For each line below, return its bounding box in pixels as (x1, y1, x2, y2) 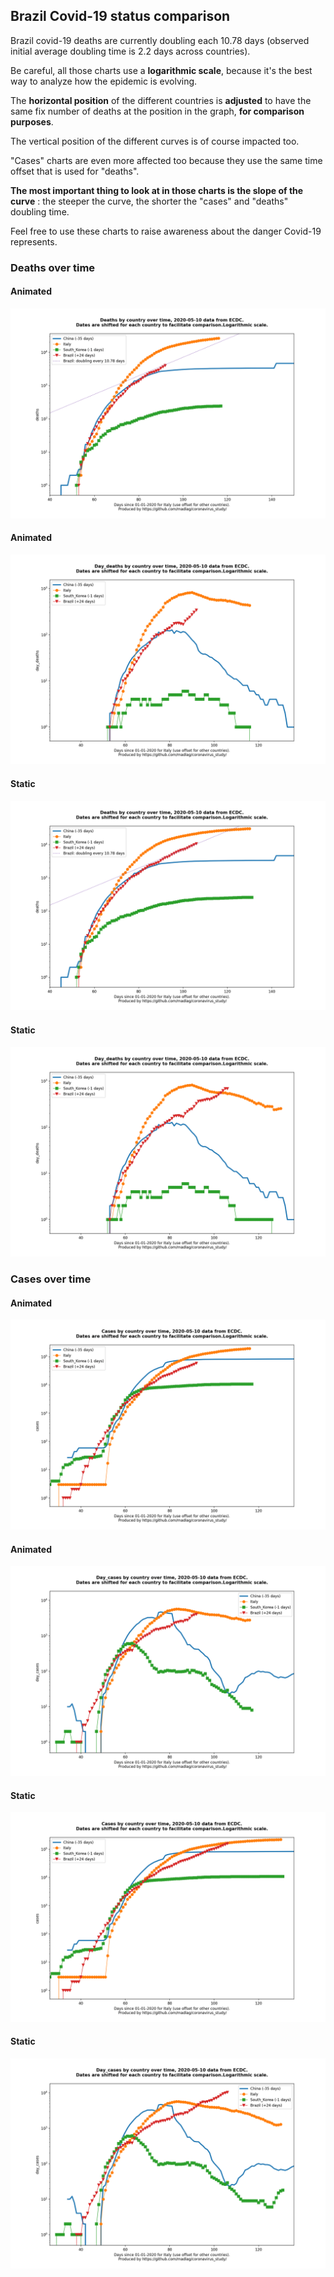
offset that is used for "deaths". (10, 165, 140, 177)
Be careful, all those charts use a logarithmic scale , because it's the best (10, 64, 313, 76)
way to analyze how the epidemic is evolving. (10, 75, 198, 87)
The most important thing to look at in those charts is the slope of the (10, 184, 304, 196)
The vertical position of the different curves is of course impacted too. (10, 135, 300, 147)
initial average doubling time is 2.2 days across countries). (10, 45, 251, 57)
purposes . (10, 115, 54, 128)
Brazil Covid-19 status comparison (10, 8, 231, 25)
